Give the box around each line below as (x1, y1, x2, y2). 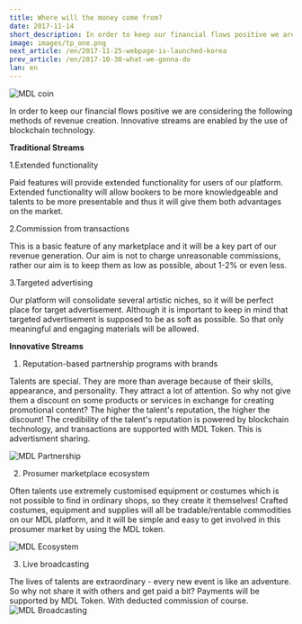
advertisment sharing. (9, 433, 91, 444)
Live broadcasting (22, 558, 90, 569)
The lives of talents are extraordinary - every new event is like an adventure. (9, 575, 292, 586)
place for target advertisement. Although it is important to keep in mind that (9, 303, 289, 315)
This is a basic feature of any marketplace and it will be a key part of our (9, 240, 277, 251)
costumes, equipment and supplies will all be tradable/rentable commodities (9, 504, 292, 515)
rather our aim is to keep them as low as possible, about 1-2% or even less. (9, 259, 288, 270)
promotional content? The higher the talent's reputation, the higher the (9, 404, 271, 415)
